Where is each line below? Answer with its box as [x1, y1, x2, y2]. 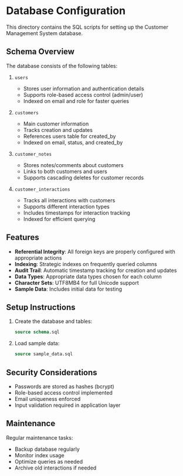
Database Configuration [6, 4, 126, 18]
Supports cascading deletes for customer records [23, 174, 144, 181]
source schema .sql [14, 329, 60, 335]
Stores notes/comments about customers [23, 161, 124, 168]
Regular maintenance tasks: [6, 434, 73, 441]
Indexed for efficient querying [23, 215, 96, 222]
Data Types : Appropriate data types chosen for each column [14, 273, 162, 280]
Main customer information [23, 120, 89, 127]
